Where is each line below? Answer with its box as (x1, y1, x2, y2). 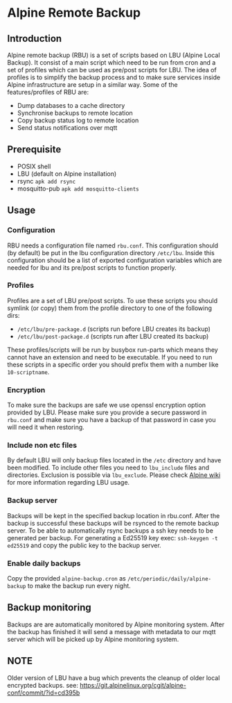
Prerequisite (7, 144, 62, 156)
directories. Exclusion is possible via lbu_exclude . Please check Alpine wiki (7, 471, 221, 479)
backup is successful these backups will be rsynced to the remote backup (7, 519, 220, 527)
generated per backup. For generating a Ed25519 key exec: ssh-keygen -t (7, 533, 218, 542)
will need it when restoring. (7, 423, 84, 432)
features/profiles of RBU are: (7, 88, 89, 96)
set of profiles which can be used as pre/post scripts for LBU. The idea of (7, 66, 217, 74)
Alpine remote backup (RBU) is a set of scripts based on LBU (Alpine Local (7, 51, 220, 59)
